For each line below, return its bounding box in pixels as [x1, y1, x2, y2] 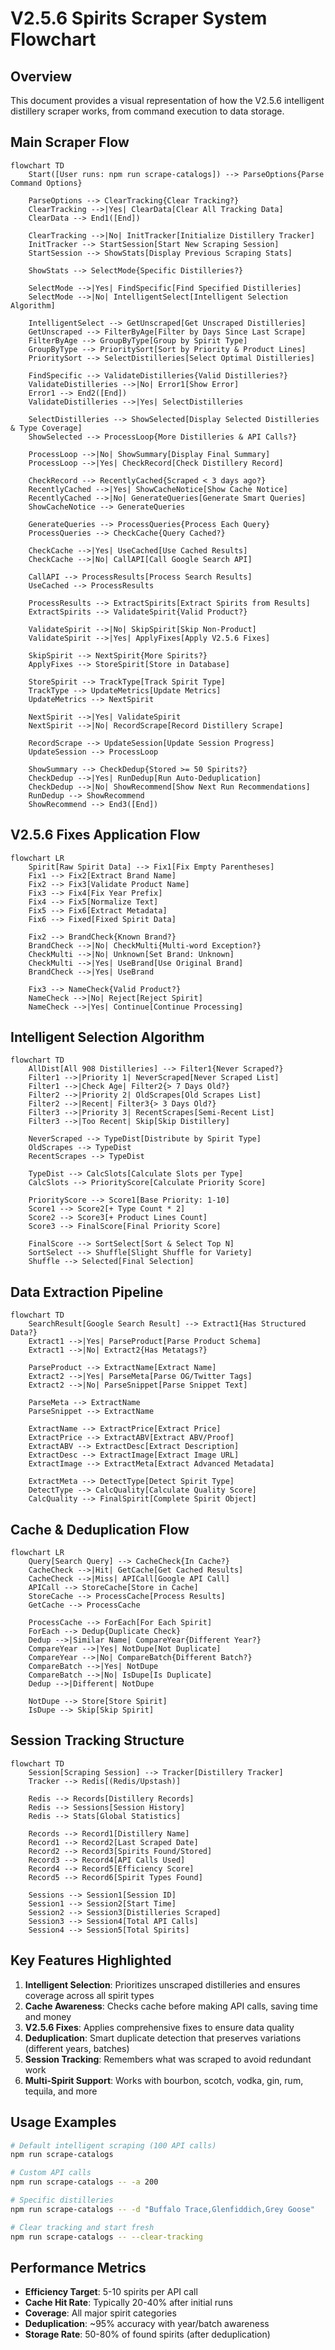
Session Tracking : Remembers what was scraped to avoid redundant [24, 2053, 312, 2065]
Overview [10, 68, 73, 85]
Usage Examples [10, 2114, 117, 2131]
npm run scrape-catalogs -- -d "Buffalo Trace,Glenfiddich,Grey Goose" [10, 2204, 315, 2214]
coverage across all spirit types [24, 1989, 155, 2001]
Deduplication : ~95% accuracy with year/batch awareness [24, 2318, 270, 2330]
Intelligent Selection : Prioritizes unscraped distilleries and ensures [24, 1978, 301, 1991]
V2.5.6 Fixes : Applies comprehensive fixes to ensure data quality [24, 2021, 295, 2033]
